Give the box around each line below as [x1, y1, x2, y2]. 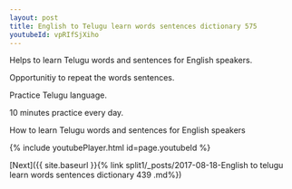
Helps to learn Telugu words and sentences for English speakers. [9, 55, 253, 66]
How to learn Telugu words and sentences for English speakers [9, 125, 247, 136]
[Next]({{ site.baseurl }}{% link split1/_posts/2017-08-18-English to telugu [9, 160, 284, 171]
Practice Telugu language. [9, 90, 107, 100]
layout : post [9, 13, 59, 23]
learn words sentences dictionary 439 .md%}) [9, 169, 182, 181]
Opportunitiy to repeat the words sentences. [9, 72, 175, 83]
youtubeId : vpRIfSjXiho [9, 30, 100, 39]
